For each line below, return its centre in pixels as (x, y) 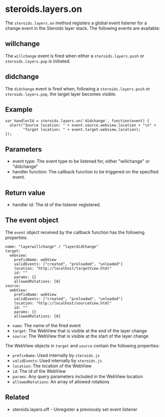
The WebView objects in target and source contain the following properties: (82, 345)
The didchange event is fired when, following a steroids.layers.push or (78, 88)
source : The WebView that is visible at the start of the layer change (80, 336)
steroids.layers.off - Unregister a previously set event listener (75, 409)
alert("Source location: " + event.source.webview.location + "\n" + (83, 125)
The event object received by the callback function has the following (75, 232)
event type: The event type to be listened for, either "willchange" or (81, 161)
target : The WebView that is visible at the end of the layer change (80, 331)
